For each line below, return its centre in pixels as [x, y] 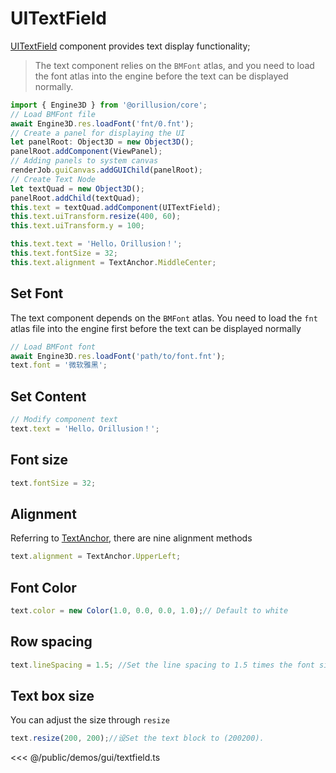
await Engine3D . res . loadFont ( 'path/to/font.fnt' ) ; [118, 356]
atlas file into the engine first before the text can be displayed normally [156, 328]
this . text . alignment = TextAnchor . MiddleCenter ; [113, 262]
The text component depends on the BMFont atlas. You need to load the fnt [164, 318]
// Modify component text [64, 420]
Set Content [48, 396]
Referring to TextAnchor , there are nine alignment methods [131, 538]
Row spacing [51, 642]
